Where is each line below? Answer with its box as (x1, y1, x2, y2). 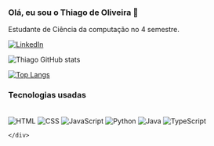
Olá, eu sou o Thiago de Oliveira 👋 (8, 7, 139, 18)
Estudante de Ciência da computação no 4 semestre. (8, 25, 180, 34)
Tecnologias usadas (8, 90, 86, 101)
